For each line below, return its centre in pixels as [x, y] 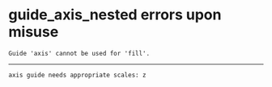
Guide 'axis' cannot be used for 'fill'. [79, 53]
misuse [34, 32]
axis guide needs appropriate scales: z [78, 75]
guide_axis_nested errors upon [115, 15]
